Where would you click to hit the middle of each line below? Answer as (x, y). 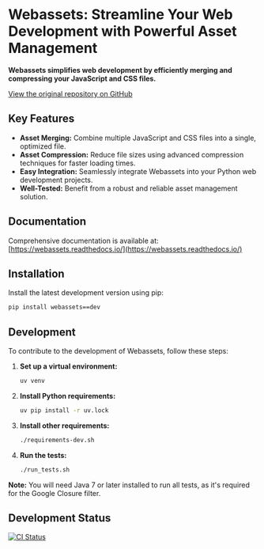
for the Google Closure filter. (55, 493)
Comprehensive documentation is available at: (84, 240)
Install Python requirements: (68, 396)
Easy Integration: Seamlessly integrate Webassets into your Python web (138, 171)
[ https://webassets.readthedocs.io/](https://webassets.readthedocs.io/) (125, 249)
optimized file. (43, 146)
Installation (36, 273)
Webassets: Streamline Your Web (121, 15)
